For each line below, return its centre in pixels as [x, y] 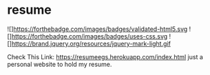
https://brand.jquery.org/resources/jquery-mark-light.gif [91, 43]
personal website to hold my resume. [60, 64]
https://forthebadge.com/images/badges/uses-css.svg [90, 36]
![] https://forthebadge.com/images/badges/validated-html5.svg [97, 29]
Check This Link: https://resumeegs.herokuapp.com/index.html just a [105, 56]
